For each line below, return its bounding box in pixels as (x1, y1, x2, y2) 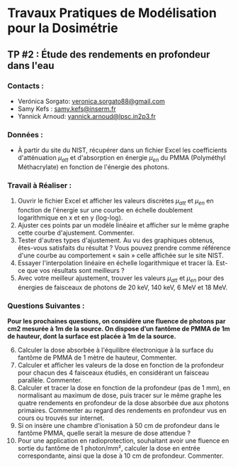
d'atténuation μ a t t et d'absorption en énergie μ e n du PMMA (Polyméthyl (17, 154, 226, 163)
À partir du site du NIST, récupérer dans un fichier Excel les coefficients (17, 146, 227, 154)
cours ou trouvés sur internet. (17, 414, 105, 422)
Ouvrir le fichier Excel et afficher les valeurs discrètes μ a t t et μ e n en (17, 197, 214, 207)
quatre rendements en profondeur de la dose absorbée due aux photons (17, 399, 229, 407)
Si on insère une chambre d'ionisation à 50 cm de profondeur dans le (17, 422, 220, 430)
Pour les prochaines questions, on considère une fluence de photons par (7, 317, 226, 326)
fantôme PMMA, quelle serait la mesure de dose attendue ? (17, 429, 191, 438)
